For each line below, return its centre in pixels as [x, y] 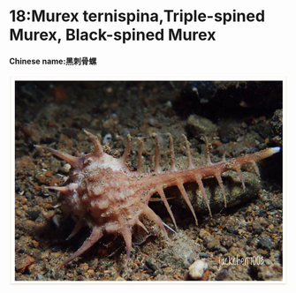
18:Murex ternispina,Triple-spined [137, 16]
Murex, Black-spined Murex [113, 35]
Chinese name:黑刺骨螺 [53, 61]
